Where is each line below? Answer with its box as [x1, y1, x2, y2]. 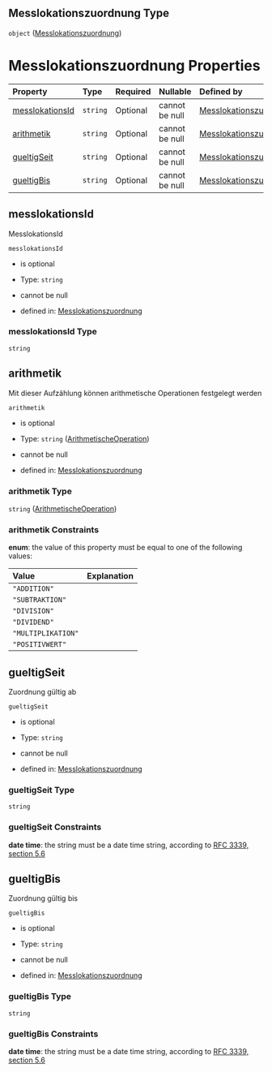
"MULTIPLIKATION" [12, 629, 79, 638]
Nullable [159, 85, 192, 97]
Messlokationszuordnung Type [8, 6, 170, 20]
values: [8, 551, 32, 561]
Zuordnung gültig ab [8, 687, 77, 697]
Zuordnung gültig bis [8, 893, 79, 903]
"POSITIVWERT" [12, 640, 67, 649]
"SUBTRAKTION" [12, 596, 67, 605]
